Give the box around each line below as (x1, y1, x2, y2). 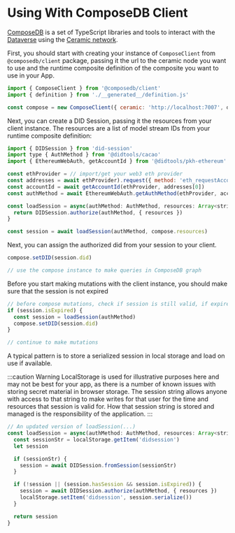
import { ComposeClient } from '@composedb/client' (7, 85, 161, 92)
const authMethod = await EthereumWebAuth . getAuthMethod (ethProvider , (7, 190, 218, 197)
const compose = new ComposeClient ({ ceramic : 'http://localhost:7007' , (7, 103, 224, 111)
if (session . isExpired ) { (7, 307, 83, 314)
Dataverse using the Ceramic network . (7, 35, 118, 43)
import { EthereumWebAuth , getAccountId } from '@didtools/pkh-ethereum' (7, 158, 227, 165)
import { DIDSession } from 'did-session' (7, 145, 133, 152)
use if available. (7, 359, 52, 367)
